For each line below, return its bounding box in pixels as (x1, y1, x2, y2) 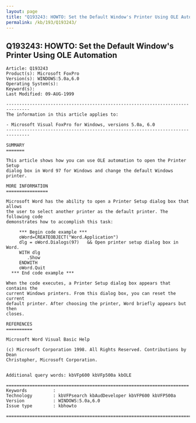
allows (6, 204, 22, 210)
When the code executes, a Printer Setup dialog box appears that (6, 280, 171, 286)
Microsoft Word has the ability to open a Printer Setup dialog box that (6, 199, 190, 204)
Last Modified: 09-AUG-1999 (6, 91, 75, 97)
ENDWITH (19, 260, 38, 266)
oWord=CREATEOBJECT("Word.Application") (19, 234, 118, 240)
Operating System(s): (6, 81, 59, 87)
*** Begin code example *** (19, 229, 87, 235)
